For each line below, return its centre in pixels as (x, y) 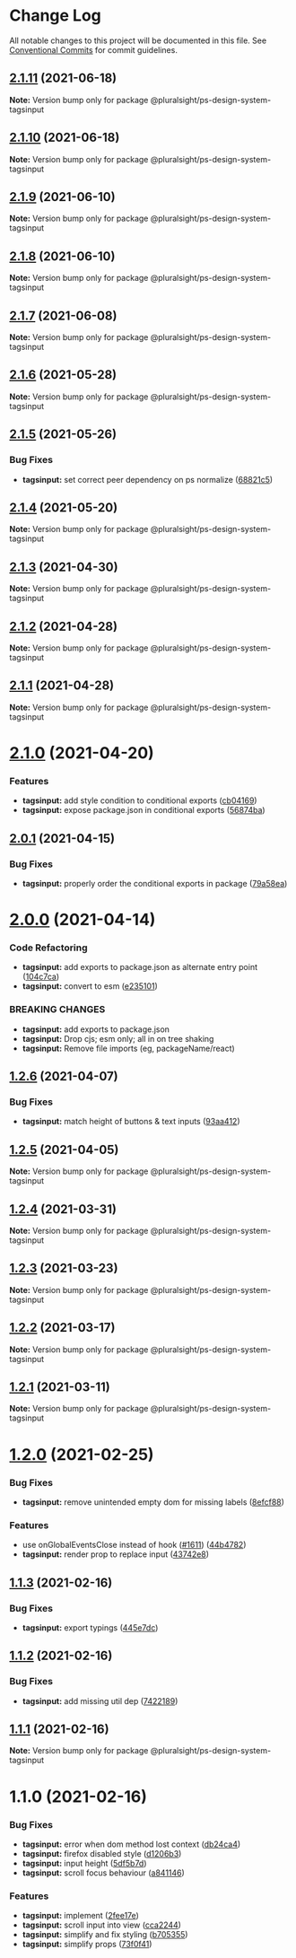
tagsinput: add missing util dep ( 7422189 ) (100, 1700)
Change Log (55, 16)
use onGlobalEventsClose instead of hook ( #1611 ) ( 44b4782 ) (134, 1545)
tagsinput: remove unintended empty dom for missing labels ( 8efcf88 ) (153, 1502)
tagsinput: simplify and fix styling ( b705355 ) (105, 1935)
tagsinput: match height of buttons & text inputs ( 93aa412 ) (131, 1122)
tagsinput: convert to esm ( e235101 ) (90, 986)
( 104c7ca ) (41, 977)
